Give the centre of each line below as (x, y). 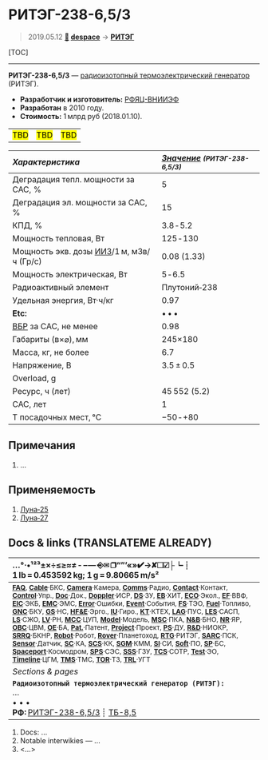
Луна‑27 (34, 518)
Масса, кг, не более (51, 352)
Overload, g (34, 378)
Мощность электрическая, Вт (70, 274)
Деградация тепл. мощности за (74, 179)
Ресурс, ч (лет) (41, 391)
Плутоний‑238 (189, 287)
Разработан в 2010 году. (62, 107)
